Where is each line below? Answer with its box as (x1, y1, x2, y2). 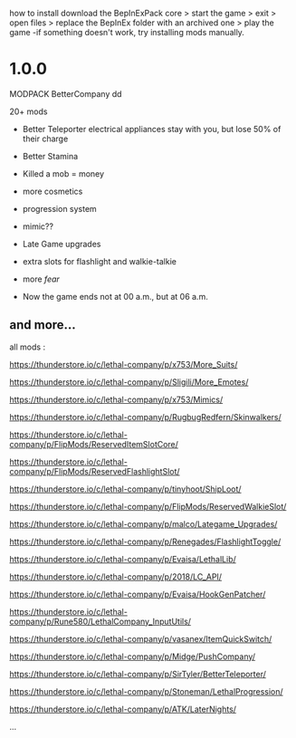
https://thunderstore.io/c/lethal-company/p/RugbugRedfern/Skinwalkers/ (9, 411, 282, 422)
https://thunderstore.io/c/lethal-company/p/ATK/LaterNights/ (9, 704, 237, 714)
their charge (22, 133, 69, 144)
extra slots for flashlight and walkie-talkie (22, 255, 177, 266)
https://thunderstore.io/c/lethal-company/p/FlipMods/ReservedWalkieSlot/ (9, 501, 287, 512)
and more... (9, 317, 77, 333)
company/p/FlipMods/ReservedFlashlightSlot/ (9, 465, 180, 476)
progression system (22, 203, 97, 214)
